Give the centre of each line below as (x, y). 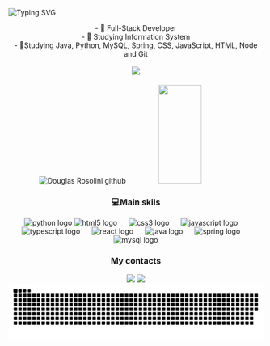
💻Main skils (136, 202)
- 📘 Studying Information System (136, 37)
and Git (136, 54)
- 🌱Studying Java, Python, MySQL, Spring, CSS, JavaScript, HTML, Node (136, 45)
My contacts (136, 261)
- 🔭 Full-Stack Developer (136, 28)
